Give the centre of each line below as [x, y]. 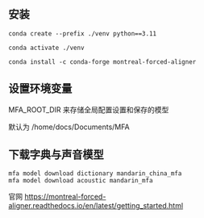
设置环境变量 [40, 88]
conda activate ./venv [46, 48]
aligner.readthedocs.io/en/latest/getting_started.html [96, 206]
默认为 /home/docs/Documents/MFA [69, 127]
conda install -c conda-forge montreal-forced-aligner [102, 62]
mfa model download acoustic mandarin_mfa [81, 181]
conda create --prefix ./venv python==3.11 [83, 34]
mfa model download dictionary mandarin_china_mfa [95, 174]
